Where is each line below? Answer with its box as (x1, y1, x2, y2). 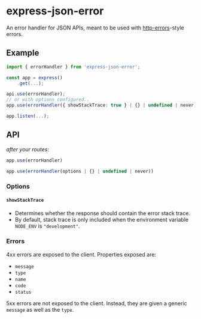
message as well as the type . (6, 306, 74, 313)
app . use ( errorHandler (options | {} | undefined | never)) (6, 168, 154, 174)
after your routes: (6, 145, 50, 153)
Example (6, 48, 39, 58)
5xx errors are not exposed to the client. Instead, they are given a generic (6, 299, 187, 307)
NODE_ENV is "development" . (14, 222, 80, 229)
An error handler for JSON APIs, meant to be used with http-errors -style (6, 24, 184, 31)
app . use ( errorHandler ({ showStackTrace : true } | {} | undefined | (6, 102, 178, 109)
